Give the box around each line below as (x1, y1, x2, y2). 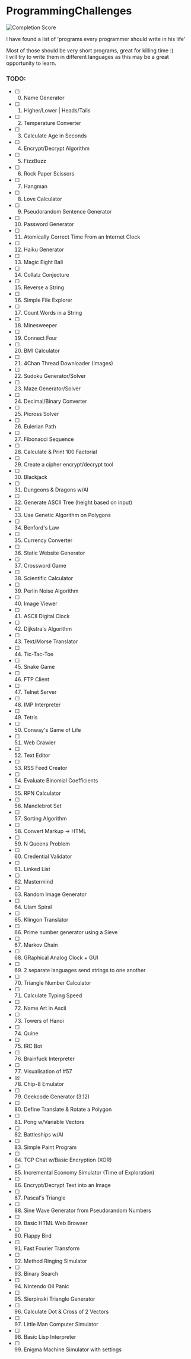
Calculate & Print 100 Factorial (23, 448, 97, 456)
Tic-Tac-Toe (23, 650, 54, 658)
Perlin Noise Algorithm (23, 587, 79, 594)
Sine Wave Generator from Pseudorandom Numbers (23, 1207, 151, 1214)
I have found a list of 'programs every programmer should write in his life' (6, 35, 186, 42)
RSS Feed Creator (23, 765, 68, 772)
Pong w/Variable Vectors (23, 1119, 85, 1126)
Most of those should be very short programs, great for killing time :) (6, 46, 174, 54)
